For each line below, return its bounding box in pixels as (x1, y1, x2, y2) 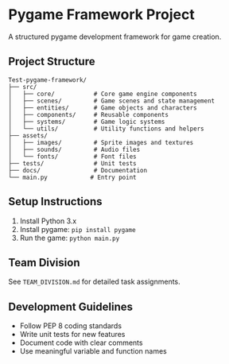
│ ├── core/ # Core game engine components (8, 90, 197, 98)
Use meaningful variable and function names (19, 347, 167, 356)
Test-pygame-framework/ (8, 76, 87, 84)
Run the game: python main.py (19, 233, 120, 242)
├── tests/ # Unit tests (8, 159, 137, 168)
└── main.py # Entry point (8, 173, 137, 181)
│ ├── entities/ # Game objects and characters (8, 103, 197, 112)
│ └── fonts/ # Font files (8, 153, 137, 161)
